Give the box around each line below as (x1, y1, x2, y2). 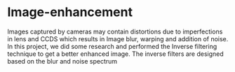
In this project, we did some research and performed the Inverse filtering (7, 42, 217, 50)
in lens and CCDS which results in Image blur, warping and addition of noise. (7, 34, 229, 43)
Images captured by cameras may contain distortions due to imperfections (7, 27, 223, 36)
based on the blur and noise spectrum (7, 57, 118, 65)
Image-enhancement (7, 4, 133, 20)
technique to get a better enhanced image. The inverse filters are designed (7, 50, 224, 58)
